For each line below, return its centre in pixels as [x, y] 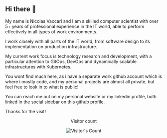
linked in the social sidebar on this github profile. [55, 102]
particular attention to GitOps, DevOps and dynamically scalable [71, 61]
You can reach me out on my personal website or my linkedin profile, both [81, 96]
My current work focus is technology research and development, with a [79, 56]
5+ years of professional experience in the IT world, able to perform [75, 26]
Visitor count [84, 121]
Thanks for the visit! [26, 111]
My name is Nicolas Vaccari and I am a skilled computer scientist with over [82, 21]
